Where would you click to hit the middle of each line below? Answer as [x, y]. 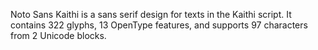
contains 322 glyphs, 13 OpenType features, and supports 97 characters [159, 25]
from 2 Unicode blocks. [58, 35]
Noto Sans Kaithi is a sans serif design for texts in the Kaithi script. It [151, 14]
